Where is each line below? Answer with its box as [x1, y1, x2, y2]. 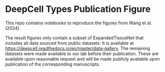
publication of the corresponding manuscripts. [5, 61, 100, 67]
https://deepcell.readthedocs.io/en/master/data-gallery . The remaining [5, 45, 150, 51]
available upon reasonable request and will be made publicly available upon [5, 56, 160, 62]
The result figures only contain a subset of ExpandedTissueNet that [5, 35, 144, 41]
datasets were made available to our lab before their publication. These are [5, 51, 159, 57]
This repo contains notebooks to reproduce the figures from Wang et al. [5, 20, 153, 26]
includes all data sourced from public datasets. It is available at [5, 40, 134, 46]
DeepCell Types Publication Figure [5, 3, 151, 15]
